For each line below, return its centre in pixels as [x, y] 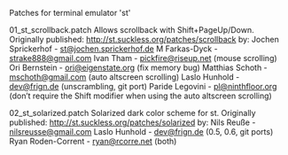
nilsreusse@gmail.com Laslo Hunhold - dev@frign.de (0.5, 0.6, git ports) [141, 132]
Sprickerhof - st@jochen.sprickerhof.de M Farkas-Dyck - [114, 49]
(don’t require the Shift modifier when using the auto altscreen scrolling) [140, 96]
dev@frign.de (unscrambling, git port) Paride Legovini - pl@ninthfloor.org [143, 86]
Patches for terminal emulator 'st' [70, 13]
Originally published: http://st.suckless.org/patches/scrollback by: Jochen [144, 39]
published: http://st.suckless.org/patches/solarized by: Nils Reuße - [132, 122]
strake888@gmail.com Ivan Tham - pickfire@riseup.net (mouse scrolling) [143, 58]
